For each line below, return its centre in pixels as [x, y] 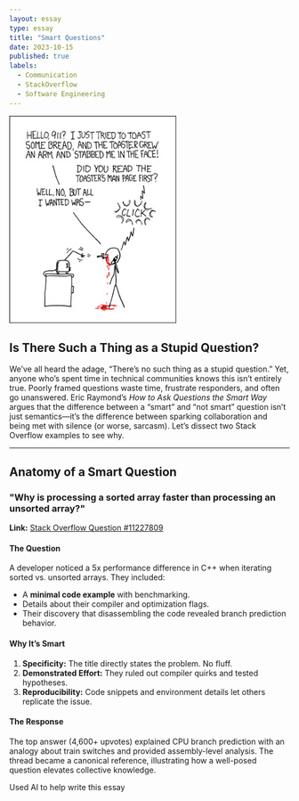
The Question [35, 548]
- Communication [47, 76]
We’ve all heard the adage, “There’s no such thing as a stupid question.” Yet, [149, 369]
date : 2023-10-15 [41, 47]
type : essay [31, 28]
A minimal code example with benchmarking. [106, 595]
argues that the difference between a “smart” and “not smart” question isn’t [148, 407]
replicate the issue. [57, 701]
